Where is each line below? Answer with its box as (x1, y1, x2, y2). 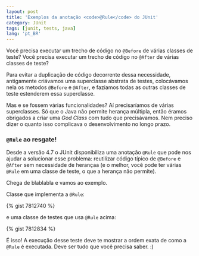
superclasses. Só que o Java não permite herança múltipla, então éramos (6, 108, 187, 115)
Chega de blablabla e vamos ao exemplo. (6, 179, 108, 187)
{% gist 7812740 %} (6, 203, 55, 210)
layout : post (6, 8, 39, 15)
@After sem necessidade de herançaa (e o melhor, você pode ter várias (6, 162, 182, 169)
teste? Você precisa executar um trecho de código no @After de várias (6, 53, 179, 61)
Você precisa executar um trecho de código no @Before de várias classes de (6, 47, 194, 54)
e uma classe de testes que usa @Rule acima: (6, 214, 116, 221)
